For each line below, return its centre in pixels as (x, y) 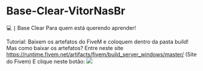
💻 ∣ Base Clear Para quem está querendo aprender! (71, 27)
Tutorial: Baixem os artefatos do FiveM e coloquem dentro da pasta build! (98, 41)
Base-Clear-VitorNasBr (66, 11)
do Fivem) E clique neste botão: (46, 61)
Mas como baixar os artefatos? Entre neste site (65, 48)
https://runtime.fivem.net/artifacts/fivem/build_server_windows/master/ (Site (101, 54)
